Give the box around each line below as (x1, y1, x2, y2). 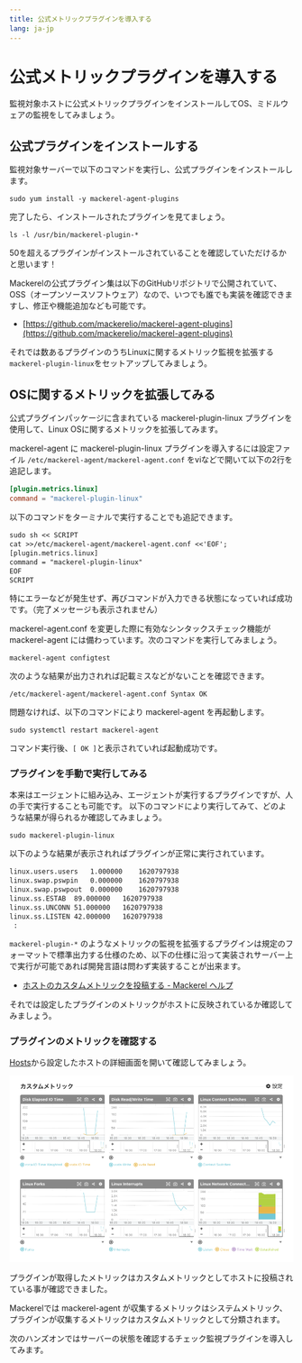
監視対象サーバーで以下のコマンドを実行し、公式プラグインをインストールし (9, 164, 293, 175)
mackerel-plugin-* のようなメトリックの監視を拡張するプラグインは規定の (9, 938, 286, 949)
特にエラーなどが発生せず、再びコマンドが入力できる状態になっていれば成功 (9, 592, 293, 603)
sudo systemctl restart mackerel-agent (9, 726, 160, 735)
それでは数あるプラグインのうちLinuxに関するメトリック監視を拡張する (9, 347, 275, 358)
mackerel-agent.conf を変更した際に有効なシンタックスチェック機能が (9, 623, 271, 634)
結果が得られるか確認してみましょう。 (24, 812, 167, 823)
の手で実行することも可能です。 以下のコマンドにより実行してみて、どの (9, 800, 279, 811)
